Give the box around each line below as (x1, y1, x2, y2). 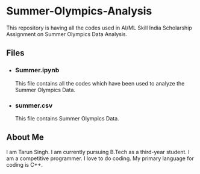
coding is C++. (6, 161, 43, 168)
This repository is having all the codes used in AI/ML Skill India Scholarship (6, 24, 193, 31)
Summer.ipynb (14, 66, 60, 75)
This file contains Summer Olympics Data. (14, 114, 119, 122)
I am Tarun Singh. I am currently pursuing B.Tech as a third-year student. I (6, 148, 190, 155)
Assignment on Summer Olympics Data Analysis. (6, 30, 128, 37)
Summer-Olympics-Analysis (6, 4, 152, 18)
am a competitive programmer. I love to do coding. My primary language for (6, 155, 195, 162)
